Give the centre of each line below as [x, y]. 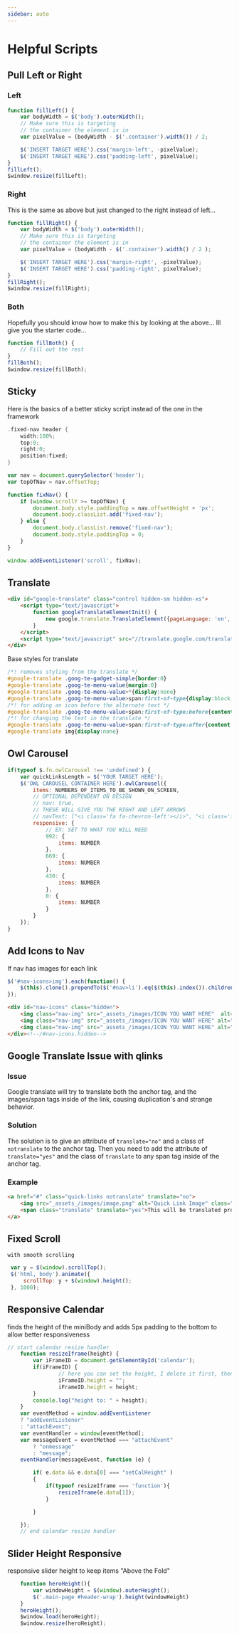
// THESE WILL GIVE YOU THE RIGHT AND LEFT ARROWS [110, 810]
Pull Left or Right [45, 75]
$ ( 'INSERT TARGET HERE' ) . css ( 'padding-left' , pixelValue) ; [110, 156]
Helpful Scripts [53, 49]
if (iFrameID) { [55, 1367]
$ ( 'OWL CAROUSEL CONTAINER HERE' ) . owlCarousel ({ [94, 784]
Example [23, 1182]
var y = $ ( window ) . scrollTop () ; [58, 1267]
